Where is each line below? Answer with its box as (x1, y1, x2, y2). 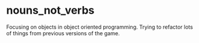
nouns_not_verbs (6, 4, 95, 17)
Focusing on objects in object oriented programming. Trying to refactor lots (6, 23, 193, 30)
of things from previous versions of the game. (6, 29, 120, 36)
